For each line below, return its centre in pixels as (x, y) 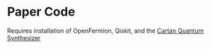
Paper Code (41, 12)
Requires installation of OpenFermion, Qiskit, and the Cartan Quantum (105, 31)
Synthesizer (24, 37)
